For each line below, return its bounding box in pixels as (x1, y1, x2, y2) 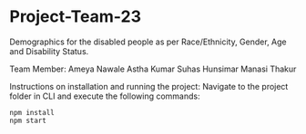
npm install (9, 108, 55, 117)
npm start (9, 116, 47, 125)
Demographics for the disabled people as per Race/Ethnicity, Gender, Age (9, 36, 287, 47)
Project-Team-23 (9, 6, 141, 27)
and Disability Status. (9, 45, 89, 56)
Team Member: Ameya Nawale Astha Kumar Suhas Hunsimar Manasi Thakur (9, 63, 297, 74)
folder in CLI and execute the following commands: (9, 91, 200, 101)
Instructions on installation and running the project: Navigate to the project (9, 81, 289, 91)
